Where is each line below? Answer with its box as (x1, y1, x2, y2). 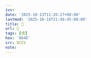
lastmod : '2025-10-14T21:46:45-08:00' (5, 17, 87, 22)
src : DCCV (5, 40, 26, 45)
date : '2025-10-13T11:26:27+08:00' (5, 12, 81, 17)
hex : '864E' (5, 36, 31, 41)
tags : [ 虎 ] (5, 31, 28, 36)
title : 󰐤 (5, 21, 24, 27)
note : (5, 45, 17, 50)
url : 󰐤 (5, 26, 19, 31)
